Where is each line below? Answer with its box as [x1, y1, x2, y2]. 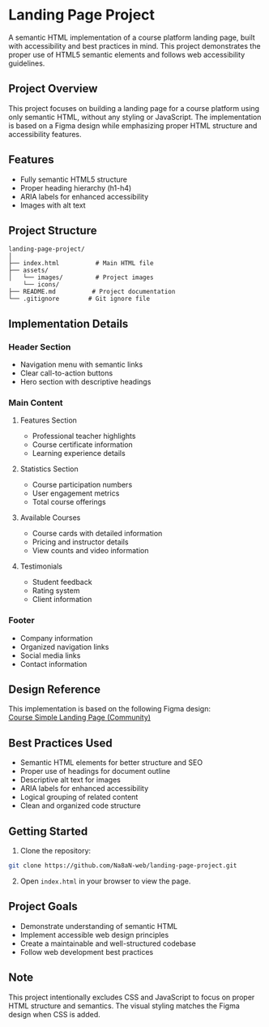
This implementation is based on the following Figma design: [8, 704, 211, 714]
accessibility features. [8, 129, 83, 139]
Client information [32, 595, 92, 604]
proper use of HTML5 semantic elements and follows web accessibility [8, 49, 246, 59]
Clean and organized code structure [19, 801, 141, 810]
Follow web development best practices [19, 947, 154, 956]
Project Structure [8, 223, 97, 237]
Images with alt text [19, 200, 87, 210]
